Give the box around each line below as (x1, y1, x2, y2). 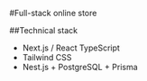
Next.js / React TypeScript (22, 42, 120, 53)
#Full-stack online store (9, 8, 97, 18)
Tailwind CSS (22, 52, 72, 62)
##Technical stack (9, 25, 78, 35)
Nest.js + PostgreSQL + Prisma (22, 62, 138, 72)
